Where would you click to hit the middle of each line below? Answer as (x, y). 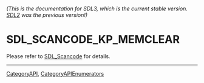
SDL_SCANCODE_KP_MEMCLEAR (93, 39)
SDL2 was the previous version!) (47, 15)
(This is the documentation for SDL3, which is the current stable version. (97, 8)
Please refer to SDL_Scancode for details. (58, 56)
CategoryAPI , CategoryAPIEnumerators (55, 73)
